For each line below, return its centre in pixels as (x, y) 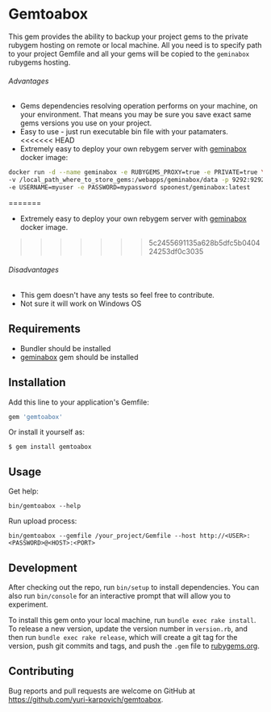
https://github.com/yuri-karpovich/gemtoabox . (86, 699)
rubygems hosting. (40, 62)
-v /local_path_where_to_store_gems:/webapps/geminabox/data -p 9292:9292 (137, 180)
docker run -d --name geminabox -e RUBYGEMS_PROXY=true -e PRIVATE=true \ (137, 172)
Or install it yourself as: (46, 432)
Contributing (41, 671)
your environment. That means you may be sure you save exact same (135, 115)
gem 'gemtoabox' (35, 417)
